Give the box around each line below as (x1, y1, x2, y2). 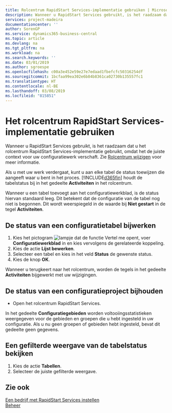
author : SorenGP (5, 27, 40, 32)
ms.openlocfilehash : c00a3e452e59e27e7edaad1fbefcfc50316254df (5, 70, 143, 75)
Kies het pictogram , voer (12, 235, 151, 241)
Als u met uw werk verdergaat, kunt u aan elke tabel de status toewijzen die (5, 169, 165, 176)
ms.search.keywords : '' (5, 55, 56, 60)
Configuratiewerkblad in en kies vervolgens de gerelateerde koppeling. (12, 240, 165, 246)
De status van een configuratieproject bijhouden (5, 287, 163, 295)
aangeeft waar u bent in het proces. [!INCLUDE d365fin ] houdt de (5, 175, 142, 181)
